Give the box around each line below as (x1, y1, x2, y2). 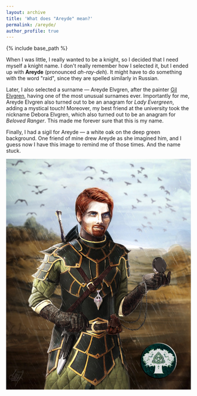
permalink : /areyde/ (6, 22, 57, 28)
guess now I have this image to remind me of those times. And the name (6, 141, 181, 148)
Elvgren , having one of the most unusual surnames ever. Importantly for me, (6, 93, 189, 100)
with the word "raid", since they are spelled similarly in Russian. (6, 75, 159, 82)
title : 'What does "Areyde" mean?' (6, 15, 93, 22)
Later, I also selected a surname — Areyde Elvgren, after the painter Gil (6, 86, 177, 93)
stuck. (6, 147, 21, 155)
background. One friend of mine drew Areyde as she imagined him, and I (6, 135, 182, 142)
